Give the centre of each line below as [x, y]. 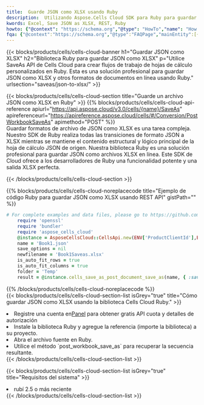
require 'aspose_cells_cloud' [56, 232]
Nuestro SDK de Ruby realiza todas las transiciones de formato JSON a [95, 135]
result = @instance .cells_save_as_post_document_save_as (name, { [102, 277]
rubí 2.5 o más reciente [43, 389]
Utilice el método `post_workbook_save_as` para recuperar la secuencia [104, 346]
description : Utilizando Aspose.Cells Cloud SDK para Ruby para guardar [102, 18]
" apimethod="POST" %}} [83, 122]
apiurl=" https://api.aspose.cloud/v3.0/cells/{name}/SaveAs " [107, 109]
